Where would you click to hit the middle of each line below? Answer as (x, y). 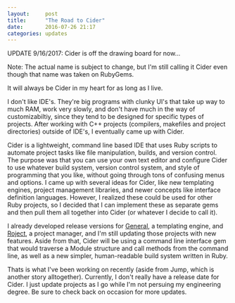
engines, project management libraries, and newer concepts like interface (114, 190)
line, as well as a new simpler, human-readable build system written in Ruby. (118, 256)
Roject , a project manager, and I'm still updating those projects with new (112, 233)
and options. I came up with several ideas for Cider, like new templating (111, 183)
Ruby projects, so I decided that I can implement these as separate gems (113, 205)
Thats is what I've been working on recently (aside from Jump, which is (111, 270)
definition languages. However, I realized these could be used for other (110, 198)
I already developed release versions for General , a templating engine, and (115, 226)
